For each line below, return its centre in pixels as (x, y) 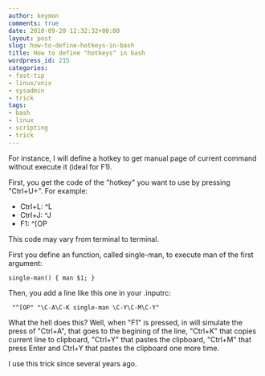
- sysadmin (26, 90)
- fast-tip (26, 76)
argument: (25, 263)
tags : (17, 105)
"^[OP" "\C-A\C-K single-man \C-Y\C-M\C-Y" (86, 307)
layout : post (30, 38)
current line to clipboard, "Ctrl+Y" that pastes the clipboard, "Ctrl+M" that (130, 339)
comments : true (34, 23)
